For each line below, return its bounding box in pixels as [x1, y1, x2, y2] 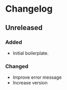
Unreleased [5, 23, 43, 32]
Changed [5, 63, 29, 70]
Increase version [12, 80, 48, 86]
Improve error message [12, 74, 62, 80]
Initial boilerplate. [12, 50, 49, 56]
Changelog [5, 3, 53, 15]
